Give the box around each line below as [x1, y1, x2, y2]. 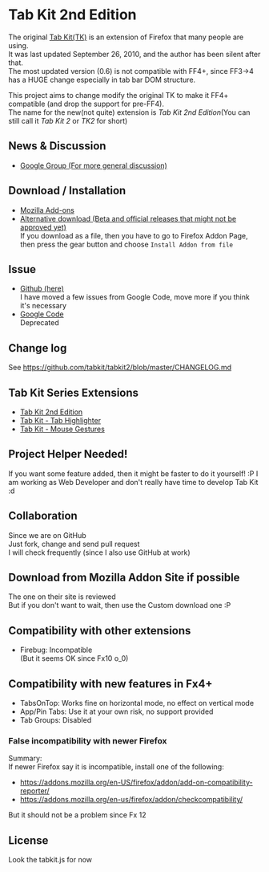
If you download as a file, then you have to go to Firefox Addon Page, [19, 230, 248, 240]
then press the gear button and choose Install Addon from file [19, 239, 234, 249]
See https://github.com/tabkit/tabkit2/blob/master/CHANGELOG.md [8, 363, 232, 373]
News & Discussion [8, 139, 106, 153]
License [8, 833, 49, 847]
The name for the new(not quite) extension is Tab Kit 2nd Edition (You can [8, 107, 251, 117]
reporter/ [19, 786, 50, 796]
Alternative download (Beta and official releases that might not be [19, 214, 237, 223]
